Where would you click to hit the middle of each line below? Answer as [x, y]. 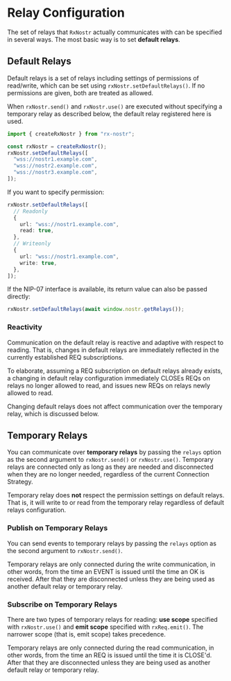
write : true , [38, 263]
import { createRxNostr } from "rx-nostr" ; [71, 134]
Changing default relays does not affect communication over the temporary [115, 406]
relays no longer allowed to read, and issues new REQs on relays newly [109, 385]
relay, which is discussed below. [53, 414]
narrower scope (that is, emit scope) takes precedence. [87, 634]
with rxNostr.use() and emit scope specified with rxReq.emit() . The [105, 627]
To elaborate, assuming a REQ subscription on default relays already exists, [115, 371]
